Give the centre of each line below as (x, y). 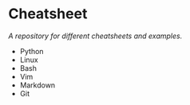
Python (32, 51)
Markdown (38, 85)
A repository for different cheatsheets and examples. (95, 36)
